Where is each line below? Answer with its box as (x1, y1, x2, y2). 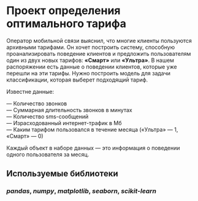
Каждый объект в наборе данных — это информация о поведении (6, 144, 180, 151)
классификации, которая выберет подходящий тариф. (6, 76, 148, 83)
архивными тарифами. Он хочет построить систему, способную (6, 44, 175, 51)
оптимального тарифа (6, 17, 127, 31)
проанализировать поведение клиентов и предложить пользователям (6, 50, 191, 57)
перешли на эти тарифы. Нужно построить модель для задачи (6, 69, 170, 77)
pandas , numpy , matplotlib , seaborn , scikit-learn (6, 187, 156, 195)
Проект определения (6, 4, 121, 18)
